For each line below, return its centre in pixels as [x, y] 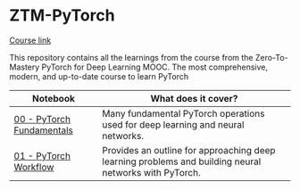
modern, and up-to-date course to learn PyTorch [99, 76]
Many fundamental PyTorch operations [183, 113]
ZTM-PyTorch [62, 16]
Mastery [25, 67]
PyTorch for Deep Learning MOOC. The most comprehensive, [155, 67]
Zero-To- [271, 57]
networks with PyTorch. [151, 172]
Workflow [34, 167]
